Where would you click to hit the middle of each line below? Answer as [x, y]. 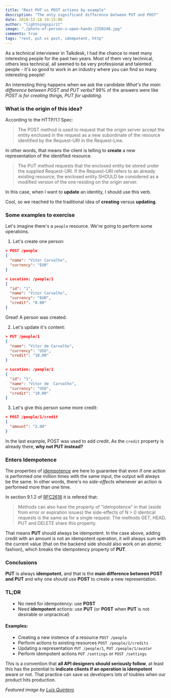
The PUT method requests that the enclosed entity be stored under [88, 166]
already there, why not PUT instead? [44, 446]
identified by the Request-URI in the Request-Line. [71, 140]
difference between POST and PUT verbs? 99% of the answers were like [82, 90]
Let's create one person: [39, 242]
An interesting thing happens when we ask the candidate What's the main [83, 84]
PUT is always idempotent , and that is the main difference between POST [84, 574]
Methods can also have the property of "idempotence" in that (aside [90, 507]
